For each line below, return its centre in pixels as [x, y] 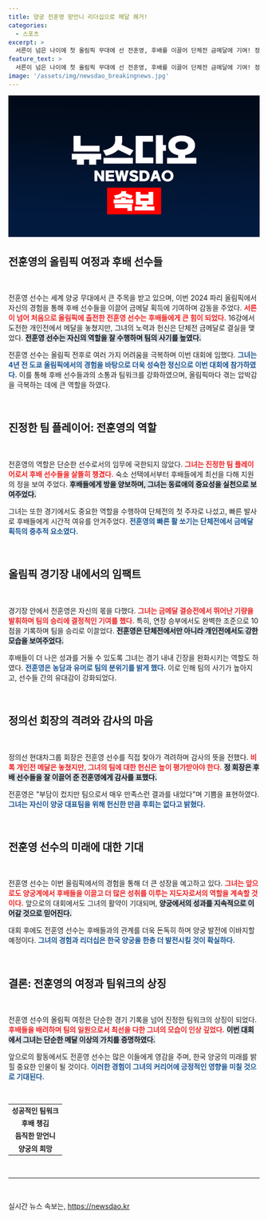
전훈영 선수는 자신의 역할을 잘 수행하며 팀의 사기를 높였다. [113, 338]
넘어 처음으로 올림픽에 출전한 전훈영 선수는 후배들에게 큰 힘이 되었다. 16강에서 [136, 318]
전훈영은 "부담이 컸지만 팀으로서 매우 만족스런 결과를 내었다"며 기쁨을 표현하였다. [134, 794]
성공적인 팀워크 [35, 1110]
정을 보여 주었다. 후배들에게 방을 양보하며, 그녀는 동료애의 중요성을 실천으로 [132, 484]
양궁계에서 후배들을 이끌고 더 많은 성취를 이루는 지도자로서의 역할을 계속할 [136, 893]
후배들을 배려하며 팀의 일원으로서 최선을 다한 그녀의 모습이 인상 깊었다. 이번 [124, 1030]
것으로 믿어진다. [47, 913]
